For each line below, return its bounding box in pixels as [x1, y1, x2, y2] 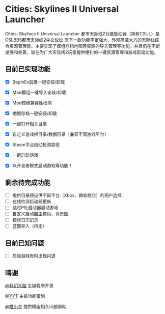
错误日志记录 [12, 217, 38, 223]
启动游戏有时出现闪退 [12, 253, 55, 259]
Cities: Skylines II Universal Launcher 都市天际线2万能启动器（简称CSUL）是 [5, 30, 160, 36]
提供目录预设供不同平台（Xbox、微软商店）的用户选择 [12, 193, 122, 199]
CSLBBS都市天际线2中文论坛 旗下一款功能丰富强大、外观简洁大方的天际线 [5, 37, 155, 43]
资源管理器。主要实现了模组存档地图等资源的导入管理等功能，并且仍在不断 [9, 43, 160, 49]
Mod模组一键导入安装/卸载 [12, 89, 66, 95]
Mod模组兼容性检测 [12, 100, 52, 106]
